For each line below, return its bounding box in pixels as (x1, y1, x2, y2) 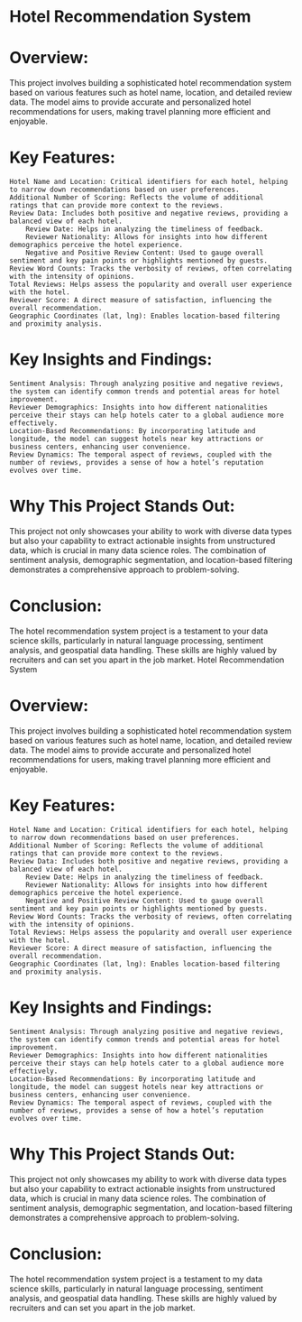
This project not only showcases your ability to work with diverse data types (9, 525, 293, 536)
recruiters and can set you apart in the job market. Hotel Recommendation (9, 654, 285, 665)
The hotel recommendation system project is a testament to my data (9, 1273, 263, 1284)
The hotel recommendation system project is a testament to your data (9, 625, 269, 636)
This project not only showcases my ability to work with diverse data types (9, 1173, 287, 1184)
